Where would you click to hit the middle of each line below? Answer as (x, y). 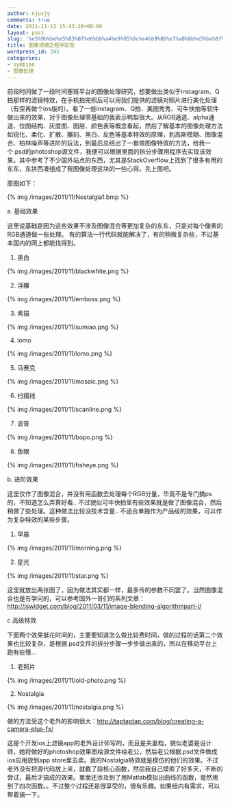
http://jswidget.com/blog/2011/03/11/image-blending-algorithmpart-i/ (104, 606)
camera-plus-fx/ (30, 729)
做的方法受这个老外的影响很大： (52, 721)
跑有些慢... (22, 652)
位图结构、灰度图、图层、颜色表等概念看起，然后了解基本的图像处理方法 (121, 126)
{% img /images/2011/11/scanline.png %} (64, 409)
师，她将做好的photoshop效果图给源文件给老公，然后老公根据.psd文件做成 (112, 751)
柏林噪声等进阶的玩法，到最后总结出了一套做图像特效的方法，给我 (112, 143)
